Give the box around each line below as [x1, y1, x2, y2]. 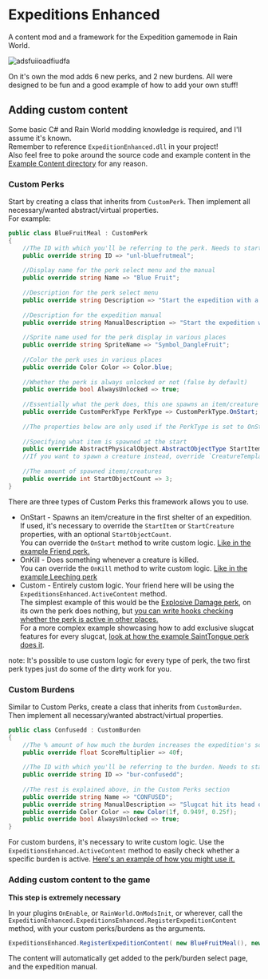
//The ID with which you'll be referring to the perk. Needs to [22, 244, 241, 252]
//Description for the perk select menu [22, 289, 159, 297]
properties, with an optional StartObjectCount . [19, 529, 171, 539]
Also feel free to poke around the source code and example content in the [8, 150, 251, 159]
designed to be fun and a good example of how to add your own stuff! [8, 80, 238, 90]
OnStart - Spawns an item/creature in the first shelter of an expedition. [19, 512, 252, 522]
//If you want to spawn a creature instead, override [22, 452, 205, 461]
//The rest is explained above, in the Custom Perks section [22, 785, 230, 793]
